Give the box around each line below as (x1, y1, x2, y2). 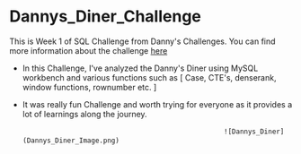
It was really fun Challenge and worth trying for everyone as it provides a (22, 98, 293, 109)
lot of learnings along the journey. (22, 108, 147, 119)
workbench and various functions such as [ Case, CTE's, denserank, (22, 72, 277, 82)
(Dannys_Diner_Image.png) (22, 136, 120, 145)
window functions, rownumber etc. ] (22, 81, 157, 92)
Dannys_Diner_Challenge (9, 6, 202, 27)
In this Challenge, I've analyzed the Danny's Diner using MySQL (22, 63, 259, 73)
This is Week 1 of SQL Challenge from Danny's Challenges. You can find (9, 36, 276, 47)
